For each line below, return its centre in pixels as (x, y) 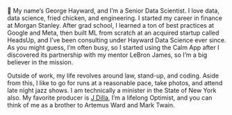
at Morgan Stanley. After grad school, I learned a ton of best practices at (110, 25)
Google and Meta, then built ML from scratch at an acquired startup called (113, 33)
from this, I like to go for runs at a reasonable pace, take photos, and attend (115, 83)
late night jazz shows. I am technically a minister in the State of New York (112, 90)
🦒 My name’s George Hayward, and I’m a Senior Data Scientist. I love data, (114, 11)
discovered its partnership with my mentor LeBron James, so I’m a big (107, 55)
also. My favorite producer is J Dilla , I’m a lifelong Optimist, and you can (110, 98)
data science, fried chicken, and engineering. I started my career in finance (115, 18)
